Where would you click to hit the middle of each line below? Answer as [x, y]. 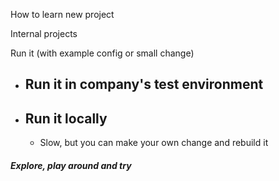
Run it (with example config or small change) [102, 53]
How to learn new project [62, 14]
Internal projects [44, 33]
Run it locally [66, 118]
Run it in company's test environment [144, 84]
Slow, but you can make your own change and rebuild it [154, 143]
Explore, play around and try [71, 165]
